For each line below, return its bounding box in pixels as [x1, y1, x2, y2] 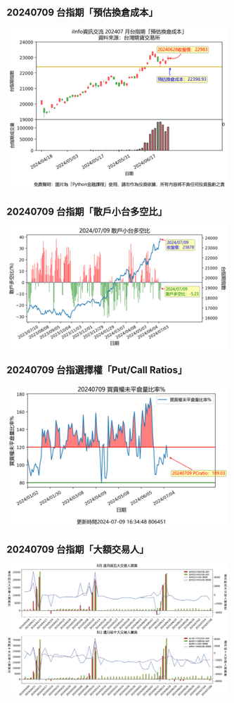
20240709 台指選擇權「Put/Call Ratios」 [6, 365, 188, 376]
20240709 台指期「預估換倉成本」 [6, 6, 158, 19]
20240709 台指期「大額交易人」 [6, 543, 149, 555]
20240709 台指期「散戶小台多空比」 [6, 205, 167, 217]
